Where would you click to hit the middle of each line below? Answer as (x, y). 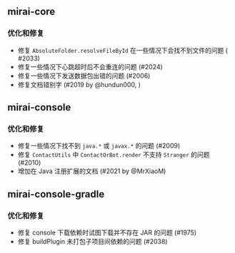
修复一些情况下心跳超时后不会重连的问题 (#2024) (90, 66)
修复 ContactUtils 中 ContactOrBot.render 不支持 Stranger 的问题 (114, 155)
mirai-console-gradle (56, 194)
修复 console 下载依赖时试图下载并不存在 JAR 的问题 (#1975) (107, 233)
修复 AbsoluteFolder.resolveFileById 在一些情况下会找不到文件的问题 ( (123, 50)
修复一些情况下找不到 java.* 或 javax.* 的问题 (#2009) (99, 146)
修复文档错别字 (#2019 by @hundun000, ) (79, 84)
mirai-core (31, 12)
